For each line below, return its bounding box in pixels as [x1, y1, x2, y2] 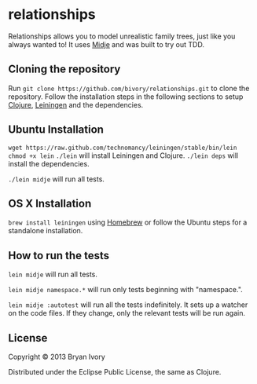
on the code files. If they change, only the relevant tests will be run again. [8, 309, 246, 318]
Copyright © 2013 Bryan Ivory [8, 352, 106, 361]
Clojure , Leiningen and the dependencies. [8, 100, 144, 109]
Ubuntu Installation [8, 123, 105, 137]
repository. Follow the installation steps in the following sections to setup [8, 92, 244, 101]
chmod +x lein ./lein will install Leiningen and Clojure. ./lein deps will [8, 151, 238, 160]
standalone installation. [8, 226, 83, 236]
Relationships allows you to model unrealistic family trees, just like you [8, 31, 236, 41]
